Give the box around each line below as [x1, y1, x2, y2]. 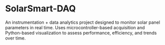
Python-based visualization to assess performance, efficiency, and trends [5, 30, 157, 36]
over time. [5, 35, 26, 41]
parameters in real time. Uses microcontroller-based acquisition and [5, 24, 145, 30]
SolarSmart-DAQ [5, 3, 76, 14]
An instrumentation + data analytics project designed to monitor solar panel [5, 19, 161, 25]
